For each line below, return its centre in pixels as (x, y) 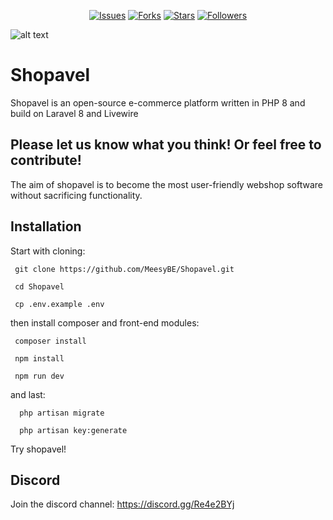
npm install (39, 358)
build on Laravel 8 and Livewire (74, 113)
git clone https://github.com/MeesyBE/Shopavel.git (124, 269)
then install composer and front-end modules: (105, 322)
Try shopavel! (38, 449)
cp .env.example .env (59, 304)
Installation (46, 226)
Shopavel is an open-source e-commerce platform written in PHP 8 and (158, 102)
